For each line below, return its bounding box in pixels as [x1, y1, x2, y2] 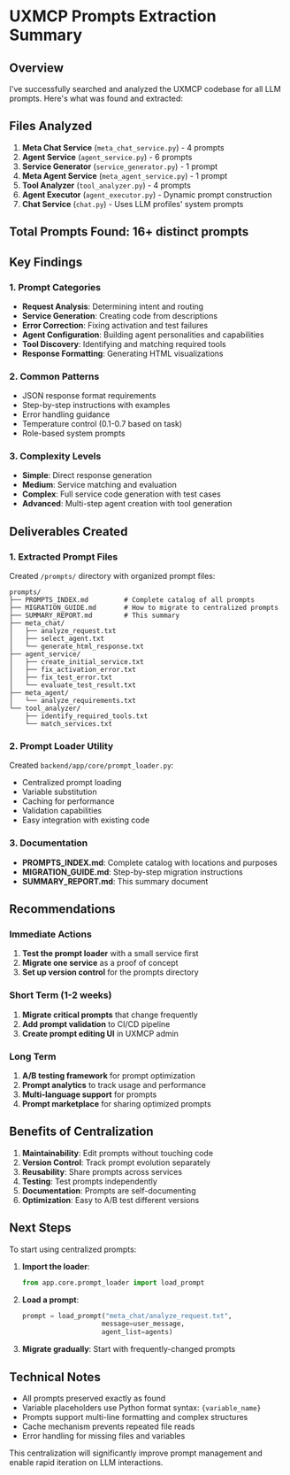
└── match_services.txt [25, 720, 113, 729]
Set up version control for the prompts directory [21, 967, 199, 977]
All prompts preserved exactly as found [21, 1393, 166, 1403]
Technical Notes [9, 1370, 102, 1385]
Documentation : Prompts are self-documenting [21, 1185, 196, 1196]
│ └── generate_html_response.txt [9, 642, 144, 652]
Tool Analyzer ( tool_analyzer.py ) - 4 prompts [21, 180, 192, 190]
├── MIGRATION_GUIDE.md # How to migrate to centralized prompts [9, 604, 279, 613]
